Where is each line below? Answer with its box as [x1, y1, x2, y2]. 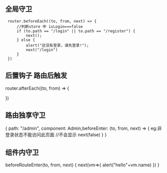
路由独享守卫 [5, 111, 46, 120]
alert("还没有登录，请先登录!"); [25, 43, 89, 48]
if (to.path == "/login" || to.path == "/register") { [16, 28, 136, 34]
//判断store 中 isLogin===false [16, 24, 83, 29]
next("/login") [25, 47, 58, 52]
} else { [16, 37, 36, 42]
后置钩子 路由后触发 [5, 71, 67, 80]
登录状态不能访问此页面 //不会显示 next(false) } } [5, 132, 107, 138]
